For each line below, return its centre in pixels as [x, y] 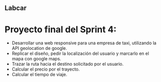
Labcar [16, 8]
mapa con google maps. [36, 59]
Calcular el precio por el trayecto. [46, 69]
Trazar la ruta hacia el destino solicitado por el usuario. [68, 64]
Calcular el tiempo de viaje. [40, 75]
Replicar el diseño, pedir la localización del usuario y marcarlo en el [80, 53]
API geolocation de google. [39, 48]
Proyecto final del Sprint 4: [60, 29]
